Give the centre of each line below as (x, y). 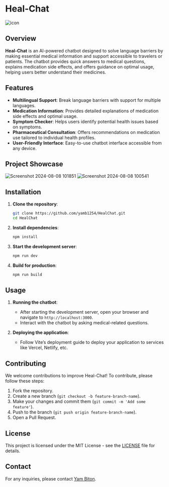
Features (19, 88)
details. (13, 451)
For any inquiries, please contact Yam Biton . (51, 478)
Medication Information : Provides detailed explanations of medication (86, 111)
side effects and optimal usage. (45, 116)
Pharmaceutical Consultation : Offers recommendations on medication (86, 132)
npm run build (27, 274)
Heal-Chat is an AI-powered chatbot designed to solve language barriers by (84, 50)
